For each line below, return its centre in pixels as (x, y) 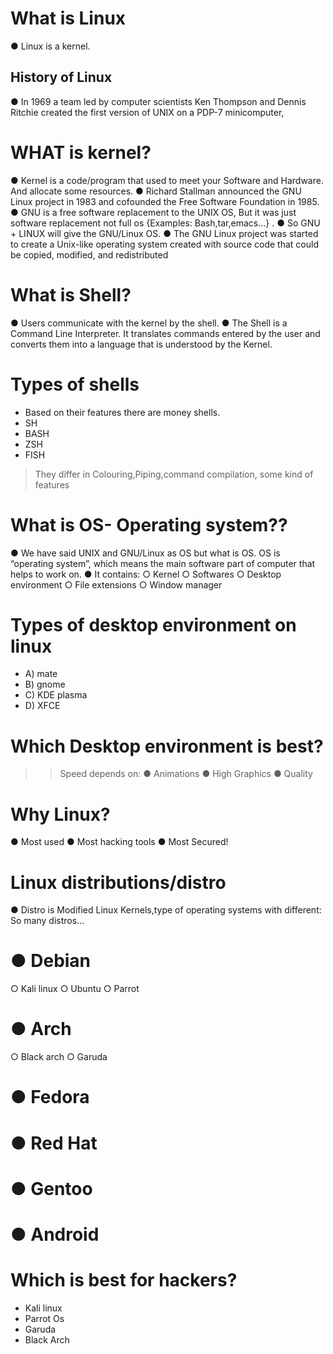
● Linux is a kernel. (50, 46)
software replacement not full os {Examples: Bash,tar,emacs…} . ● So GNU (165, 223)
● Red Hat (54, 1143)
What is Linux (68, 18)
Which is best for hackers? (124, 1280)
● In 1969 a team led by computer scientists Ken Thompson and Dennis (158, 101)
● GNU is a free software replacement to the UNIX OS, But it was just (153, 212)
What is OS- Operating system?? (149, 524)
